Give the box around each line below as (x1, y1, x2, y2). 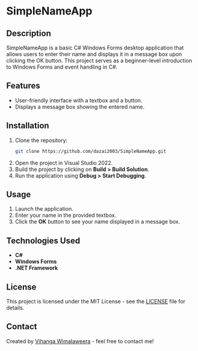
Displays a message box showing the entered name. (14, 103, 145, 110)
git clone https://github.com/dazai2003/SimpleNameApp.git (14, 148, 167, 154)
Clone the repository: (14, 137, 68, 144)
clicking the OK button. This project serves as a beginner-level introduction (6, 57, 193, 64)
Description (6, 28, 51, 39)
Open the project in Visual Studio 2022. (14, 159, 113, 166)
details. (6, 304, 25, 311)
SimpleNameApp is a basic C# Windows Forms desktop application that (6, 44, 184, 51)
